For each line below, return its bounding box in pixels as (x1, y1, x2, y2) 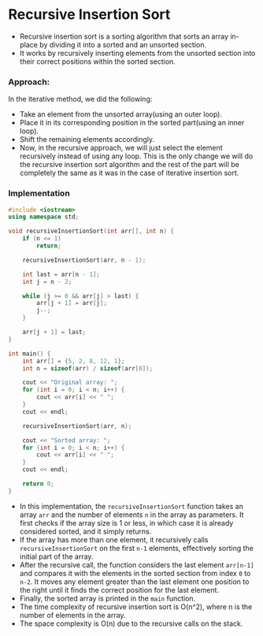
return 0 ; (22, 480, 55, 488)
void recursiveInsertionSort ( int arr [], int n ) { (8, 227, 175, 236)
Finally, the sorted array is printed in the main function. (19, 593, 196, 603)
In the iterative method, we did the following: (8, 95, 153, 104)
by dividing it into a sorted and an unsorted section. (39, 39, 207, 49)
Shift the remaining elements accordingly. (19, 135, 155, 144)
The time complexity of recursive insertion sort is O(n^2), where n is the (19, 601, 253, 612)
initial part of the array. (19, 552, 94, 561)
